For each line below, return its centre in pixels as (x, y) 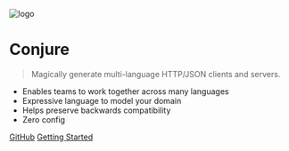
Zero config (43, 119)
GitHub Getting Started (51, 137)
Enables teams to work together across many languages (125, 91)
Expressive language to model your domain (102, 100)
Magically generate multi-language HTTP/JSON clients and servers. (156, 74)
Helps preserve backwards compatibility (96, 110)
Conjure (39, 50)
